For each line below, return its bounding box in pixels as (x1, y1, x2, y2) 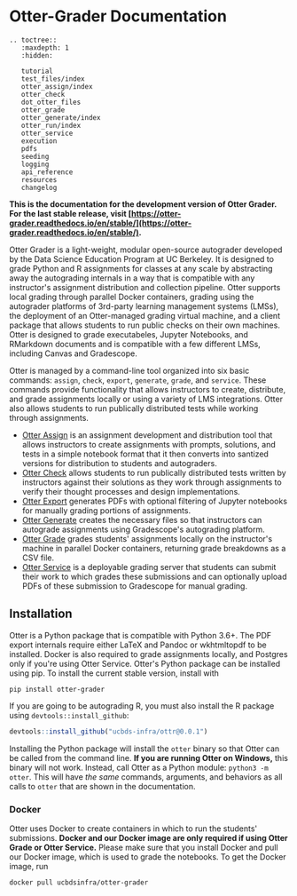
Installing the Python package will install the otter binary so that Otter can (9, 743, 280, 754)
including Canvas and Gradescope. (9, 348, 137, 359)
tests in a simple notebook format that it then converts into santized (21, 448, 269, 459)
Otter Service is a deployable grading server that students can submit (21, 561, 277, 572)
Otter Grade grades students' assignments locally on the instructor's (21, 533, 273, 543)
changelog (20, 183, 58, 192)
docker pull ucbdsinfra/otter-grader (9, 877, 149, 887)
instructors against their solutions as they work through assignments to (21, 477, 282, 488)
